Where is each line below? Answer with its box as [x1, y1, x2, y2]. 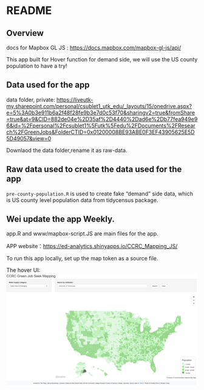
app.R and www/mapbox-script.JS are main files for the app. [6, 230, 158, 237]
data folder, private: [6, 96, 56, 103]
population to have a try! [6, 62, 67, 69]
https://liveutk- [56, 96, 93, 103]
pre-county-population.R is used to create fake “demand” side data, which [6, 190, 193, 197]
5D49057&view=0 [6, 134, 52, 142]
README [6, 4, 52, 18]
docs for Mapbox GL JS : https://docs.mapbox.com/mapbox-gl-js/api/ [6, 44, 182, 51]
